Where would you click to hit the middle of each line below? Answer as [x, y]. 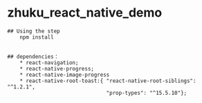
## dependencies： [33, 57]
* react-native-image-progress [65, 75]
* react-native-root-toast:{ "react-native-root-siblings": [108, 81]
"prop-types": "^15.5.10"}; [147, 93]
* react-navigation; [49, 63]
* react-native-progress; [57, 68]
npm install [37, 37]
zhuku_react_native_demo [85, 13]
